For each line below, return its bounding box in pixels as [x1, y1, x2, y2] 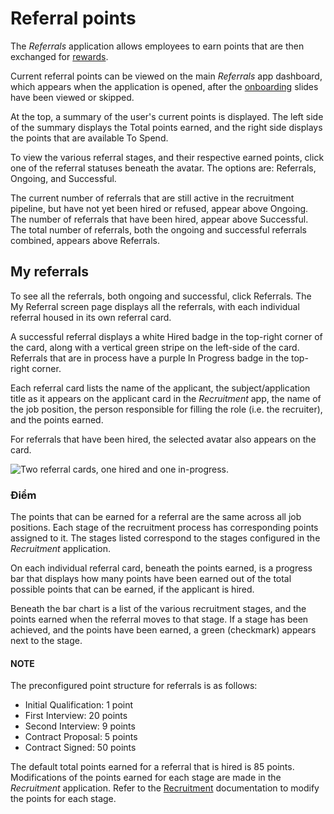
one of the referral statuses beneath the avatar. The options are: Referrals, [10, 162, 317, 174]
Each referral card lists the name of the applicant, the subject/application [10, 382, 311, 394]
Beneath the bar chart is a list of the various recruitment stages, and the [10, 603, 307, 615]
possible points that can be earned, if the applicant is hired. [10, 583, 255, 596]
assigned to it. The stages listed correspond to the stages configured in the [10, 532, 321, 544]
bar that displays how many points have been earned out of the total [10, 573, 292, 585]
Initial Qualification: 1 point [24, 699, 134, 711]
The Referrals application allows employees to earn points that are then [10, 40, 305, 52]
